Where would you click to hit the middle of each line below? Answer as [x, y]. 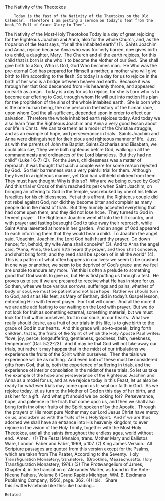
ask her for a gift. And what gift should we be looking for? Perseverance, [80, 396]
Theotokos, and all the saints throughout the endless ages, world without [79, 433]
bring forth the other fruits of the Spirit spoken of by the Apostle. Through [81, 407]
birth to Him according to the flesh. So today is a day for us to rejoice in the [81, 76]
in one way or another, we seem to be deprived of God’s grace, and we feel [81, 265]
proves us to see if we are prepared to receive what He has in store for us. [81, 281]
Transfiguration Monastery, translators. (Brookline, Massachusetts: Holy [79, 459]
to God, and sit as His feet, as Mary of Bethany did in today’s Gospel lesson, [82, 296]
